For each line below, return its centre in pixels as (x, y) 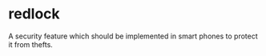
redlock (34, 14)
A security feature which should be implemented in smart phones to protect (133, 36)
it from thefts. (31, 44)
